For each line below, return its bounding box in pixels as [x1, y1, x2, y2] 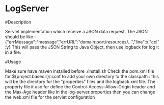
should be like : [5, 34, 36, 40]
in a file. [5, 49, 21, 55]
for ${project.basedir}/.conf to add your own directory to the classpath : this [5, 73, 159, 79]
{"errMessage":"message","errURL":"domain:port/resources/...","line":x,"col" [5, 39, 160, 44]
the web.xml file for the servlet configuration [5, 94, 95, 100]
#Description [5, 19, 31, 25]
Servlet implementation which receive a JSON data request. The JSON [5, 28, 148, 34]
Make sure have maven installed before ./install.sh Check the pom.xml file [5, 68, 155, 74]
